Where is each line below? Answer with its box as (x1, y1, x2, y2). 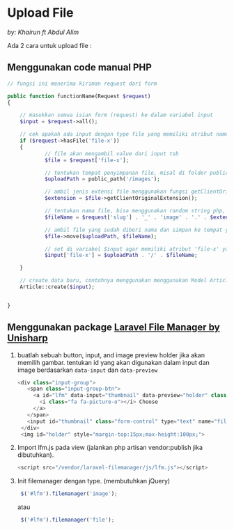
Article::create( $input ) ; (19, 283, 95, 290)
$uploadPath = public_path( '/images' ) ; (44, 176, 160, 182)
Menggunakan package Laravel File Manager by (7, 322, 221, 334)
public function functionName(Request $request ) (7, 93, 151, 100)
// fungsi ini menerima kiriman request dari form (7, 80, 157, 87)
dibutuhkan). (17, 451, 54, 459)
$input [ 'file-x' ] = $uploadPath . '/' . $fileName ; (44, 252, 198, 259)
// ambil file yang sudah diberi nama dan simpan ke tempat (44, 226, 223, 233)
